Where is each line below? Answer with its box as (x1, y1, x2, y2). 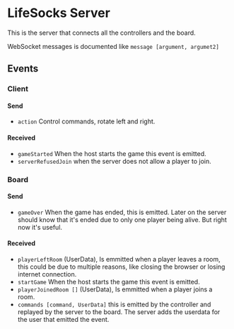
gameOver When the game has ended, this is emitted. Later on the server (17, 208, 227, 216)
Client (7, 84, 28, 94)
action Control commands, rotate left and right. (17, 117, 156, 126)
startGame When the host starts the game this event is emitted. (17, 277, 200, 286)
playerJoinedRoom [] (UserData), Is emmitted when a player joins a (17, 285, 213, 294)
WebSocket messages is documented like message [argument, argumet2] (7, 42, 219, 50)
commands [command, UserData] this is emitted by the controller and (17, 300, 211, 308)
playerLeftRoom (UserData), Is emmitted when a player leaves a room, (17, 255, 221, 263)
